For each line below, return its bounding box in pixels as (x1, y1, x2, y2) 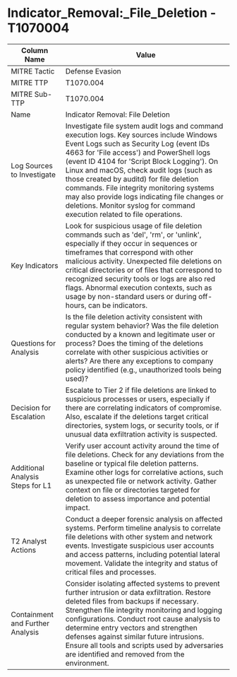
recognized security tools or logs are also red (65, 273, 216, 283)
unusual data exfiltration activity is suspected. (65, 429, 217, 439)
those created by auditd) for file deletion (65, 174, 199, 184)
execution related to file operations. (65, 209, 183, 219)
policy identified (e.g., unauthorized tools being (65, 365, 222, 375)
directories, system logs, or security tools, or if (65, 420, 219, 430)
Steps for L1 (11, 481, 51, 490)
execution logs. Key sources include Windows (65, 129, 217, 139)
